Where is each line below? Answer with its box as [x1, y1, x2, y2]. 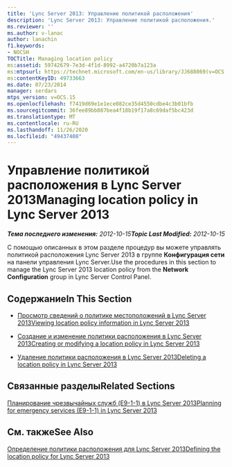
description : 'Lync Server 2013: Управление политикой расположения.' [7, 17, 215, 24]
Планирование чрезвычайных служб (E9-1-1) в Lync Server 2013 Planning [7, 398, 222, 407]
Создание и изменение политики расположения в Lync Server [17, 332, 202, 340]
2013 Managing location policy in [7, 192, 199, 208]
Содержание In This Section [7, 293, 132, 305]
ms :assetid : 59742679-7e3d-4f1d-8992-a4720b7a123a [7, 62, 157, 69]
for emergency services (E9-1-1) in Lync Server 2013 [7, 406, 157, 414]
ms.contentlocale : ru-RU [7, 119, 79, 127]
